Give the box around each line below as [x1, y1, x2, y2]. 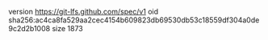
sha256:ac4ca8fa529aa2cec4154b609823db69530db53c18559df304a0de [8, 15, 260, 25]
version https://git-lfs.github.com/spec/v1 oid [8, 7, 159, 16]
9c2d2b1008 [8, 24, 51, 33]
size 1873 [52, 24, 83, 33]
